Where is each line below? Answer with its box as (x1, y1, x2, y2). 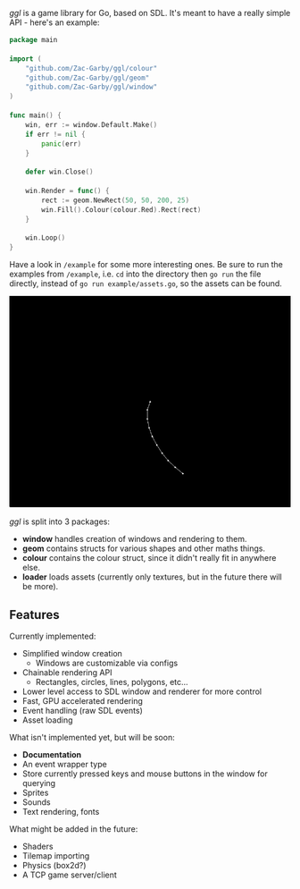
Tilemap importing (21, 850, 90, 861)
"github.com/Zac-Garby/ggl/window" (25, 82, 158, 92)
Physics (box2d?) (21, 859, 87, 870)
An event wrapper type (21, 758, 107, 769)
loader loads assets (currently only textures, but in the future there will (21, 571, 283, 582)
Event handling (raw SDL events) (21, 705, 143, 715)
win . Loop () (25, 233, 66, 242)
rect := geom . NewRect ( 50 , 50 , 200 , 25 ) (41, 196, 190, 205)
